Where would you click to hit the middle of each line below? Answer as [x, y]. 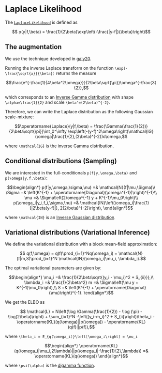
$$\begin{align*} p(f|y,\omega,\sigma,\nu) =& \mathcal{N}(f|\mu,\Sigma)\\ [81, 187]
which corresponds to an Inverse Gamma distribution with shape [69, 97]
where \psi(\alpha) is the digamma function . [50, 365]
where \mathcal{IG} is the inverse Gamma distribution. [59, 146]
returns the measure [76, 73]
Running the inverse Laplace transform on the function [59, 68]
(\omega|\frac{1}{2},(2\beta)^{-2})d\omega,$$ [81, 136]
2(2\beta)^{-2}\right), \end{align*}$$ [96, 208]
